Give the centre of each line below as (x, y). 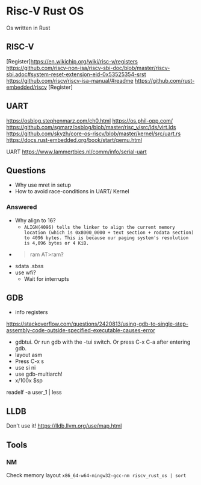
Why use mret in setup (43, 185)
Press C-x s (29, 361)
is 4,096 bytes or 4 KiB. (56, 243)
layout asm (29, 355)
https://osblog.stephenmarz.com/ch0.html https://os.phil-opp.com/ (90, 120)
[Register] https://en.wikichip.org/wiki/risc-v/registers (72, 61)
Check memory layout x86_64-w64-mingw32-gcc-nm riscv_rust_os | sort (96, 475)
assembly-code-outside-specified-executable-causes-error (81, 330)
